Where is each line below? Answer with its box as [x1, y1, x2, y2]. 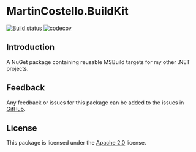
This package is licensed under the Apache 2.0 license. [6, 139, 146, 147]
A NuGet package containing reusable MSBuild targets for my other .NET [6, 58, 190, 65]
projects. [6, 65, 29, 72]
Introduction [6, 42, 55, 52]
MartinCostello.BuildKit [6, 4, 129, 18]
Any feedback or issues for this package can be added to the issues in [6, 99, 184, 106]
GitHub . [6, 105, 26, 112]
